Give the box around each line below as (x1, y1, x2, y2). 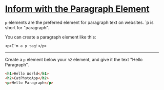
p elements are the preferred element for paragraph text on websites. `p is (5, 19, 154, 25)
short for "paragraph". (5, 24, 50, 30)
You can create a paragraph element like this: (5, 34, 96, 40)
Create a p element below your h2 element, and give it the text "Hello (5, 56, 143, 62)
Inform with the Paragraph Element (5, 3, 150, 15)
